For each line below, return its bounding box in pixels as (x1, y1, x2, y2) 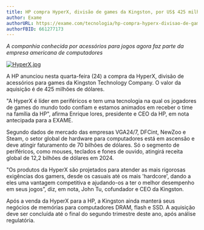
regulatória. (6, 217, 35, 224)
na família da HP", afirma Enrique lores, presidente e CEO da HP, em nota (6, 110, 189, 117)
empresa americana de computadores (6, 49, 103, 57)
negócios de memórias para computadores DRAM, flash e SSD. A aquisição (6, 204, 195, 211)
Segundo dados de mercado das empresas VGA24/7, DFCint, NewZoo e (6, 128, 186, 136)
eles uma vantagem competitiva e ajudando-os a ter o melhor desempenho (6, 179, 195, 186)
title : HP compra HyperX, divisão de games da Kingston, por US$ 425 (6, 9, 186, 15)
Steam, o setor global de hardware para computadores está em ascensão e (6, 135, 195, 142)
